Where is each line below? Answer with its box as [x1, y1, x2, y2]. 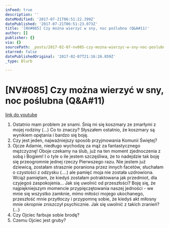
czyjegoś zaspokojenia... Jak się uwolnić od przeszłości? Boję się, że [12, 180, 156, 186]
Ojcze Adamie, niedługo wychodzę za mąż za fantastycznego [12, 143, 141, 149]
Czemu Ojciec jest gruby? [12, 217, 66, 223]
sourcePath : [5, 45, 30, 50]
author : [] [5, 31, 28, 36]
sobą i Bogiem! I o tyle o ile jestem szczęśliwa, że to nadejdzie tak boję [12, 153, 159, 159]
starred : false [5, 49, 37, 54]
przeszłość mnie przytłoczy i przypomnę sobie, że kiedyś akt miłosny [12, 196, 157, 202]
